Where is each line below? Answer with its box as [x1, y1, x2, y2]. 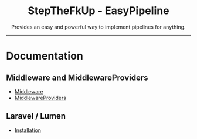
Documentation [6, 50, 84, 62]
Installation [14, 127, 42, 134]
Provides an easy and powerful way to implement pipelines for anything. [11, 23, 186, 30]
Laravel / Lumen [6, 111, 66, 121]
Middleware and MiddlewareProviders [6, 72, 148, 82]
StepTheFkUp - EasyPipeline [28, 4, 169, 18]
